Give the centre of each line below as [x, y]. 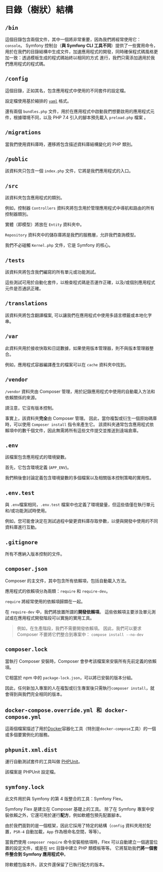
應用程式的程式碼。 [28, 64]
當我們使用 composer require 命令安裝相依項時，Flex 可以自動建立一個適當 [79, 842]
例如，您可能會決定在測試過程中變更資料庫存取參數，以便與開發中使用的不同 [81, 521]
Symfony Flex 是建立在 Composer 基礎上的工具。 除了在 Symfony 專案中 [78, 809]
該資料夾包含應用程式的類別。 [35, 198]
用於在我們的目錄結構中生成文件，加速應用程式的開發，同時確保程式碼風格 [79, 51]
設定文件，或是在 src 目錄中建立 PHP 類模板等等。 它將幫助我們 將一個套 [85, 848]
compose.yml [23, 717]
